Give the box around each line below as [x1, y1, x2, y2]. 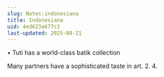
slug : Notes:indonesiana [7, 10, 79, 17]
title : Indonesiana [7, 17, 64, 24]
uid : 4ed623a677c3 [7, 23, 60, 30]
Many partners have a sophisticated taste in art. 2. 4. [7, 62, 158, 70]
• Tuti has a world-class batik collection [7, 49, 120, 57]
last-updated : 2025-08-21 [7, 29, 82, 37]
